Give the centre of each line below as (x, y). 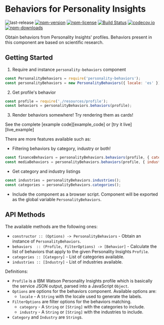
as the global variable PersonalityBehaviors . (57, 199)
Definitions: (17, 271)
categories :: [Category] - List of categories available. (68, 257)
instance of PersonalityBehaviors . (47, 241)
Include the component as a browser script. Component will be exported (85, 194)
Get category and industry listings (46, 171)
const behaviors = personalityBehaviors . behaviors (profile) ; (69, 106)
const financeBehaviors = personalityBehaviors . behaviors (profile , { (77, 158)
